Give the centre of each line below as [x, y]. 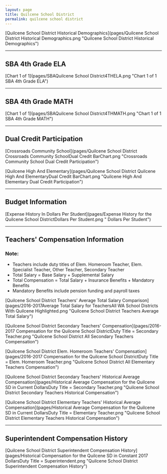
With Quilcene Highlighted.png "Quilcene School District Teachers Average [82, 311]
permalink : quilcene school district [44, 19]
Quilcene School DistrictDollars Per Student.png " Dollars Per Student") [78, 219]
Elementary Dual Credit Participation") [44, 181]
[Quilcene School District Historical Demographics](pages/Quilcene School [82, 33]
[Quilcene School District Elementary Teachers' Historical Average [73, 402]
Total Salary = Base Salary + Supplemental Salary [63, 275]
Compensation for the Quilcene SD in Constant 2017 [95, 456]
